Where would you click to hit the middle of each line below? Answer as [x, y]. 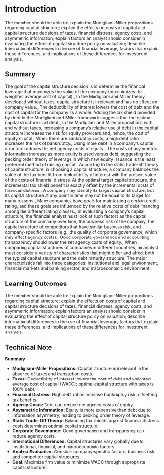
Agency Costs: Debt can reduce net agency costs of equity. [73, 405]
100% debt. [24, 389]
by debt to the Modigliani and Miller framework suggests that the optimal [78, 117]
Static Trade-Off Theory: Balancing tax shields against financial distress [85, 421]
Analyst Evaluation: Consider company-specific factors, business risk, [84, 452]
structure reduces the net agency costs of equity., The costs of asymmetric [81, 148]
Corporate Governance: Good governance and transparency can [78, 431]
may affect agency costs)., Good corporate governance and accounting [77, 237]
